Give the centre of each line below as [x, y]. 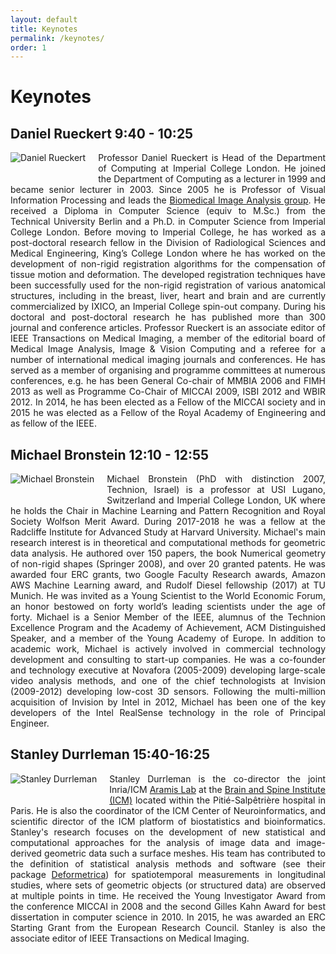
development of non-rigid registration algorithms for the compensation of [168, 264]
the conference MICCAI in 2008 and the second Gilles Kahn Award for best [168, 906]
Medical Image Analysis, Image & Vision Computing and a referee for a [168, 349]
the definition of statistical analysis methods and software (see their [168, 863]
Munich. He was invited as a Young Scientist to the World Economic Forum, [168, 596]
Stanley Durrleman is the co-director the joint [217, 778]
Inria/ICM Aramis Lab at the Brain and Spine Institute [217, 789]
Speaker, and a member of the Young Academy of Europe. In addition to [168, 638]
